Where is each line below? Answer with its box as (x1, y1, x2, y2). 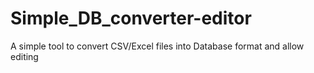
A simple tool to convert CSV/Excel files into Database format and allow (10, 40, 305, 52)
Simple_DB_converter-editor (10, 7, 252, 30)
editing (10, 50, 39, 62)
